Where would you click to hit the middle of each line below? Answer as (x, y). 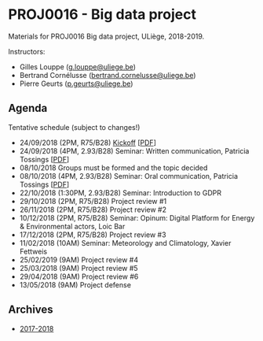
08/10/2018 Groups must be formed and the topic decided (113, 168)
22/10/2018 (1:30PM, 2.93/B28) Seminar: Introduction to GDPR (121, 193)
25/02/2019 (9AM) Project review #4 (79, 259)
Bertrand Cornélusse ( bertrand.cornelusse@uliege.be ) (108, 75)
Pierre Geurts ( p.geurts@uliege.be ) (76, 83)
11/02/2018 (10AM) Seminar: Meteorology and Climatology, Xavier (125, 243)
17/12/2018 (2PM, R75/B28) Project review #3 (93, 235)
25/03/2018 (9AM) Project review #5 (79, 268)
